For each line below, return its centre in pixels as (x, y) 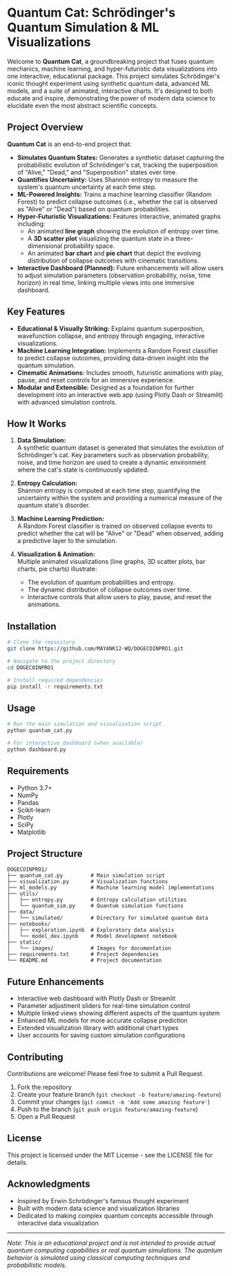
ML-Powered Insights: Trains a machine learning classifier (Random (114, 194)
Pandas (28, 802)
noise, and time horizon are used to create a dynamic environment (112, 463)
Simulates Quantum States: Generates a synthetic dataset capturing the (120, 157)
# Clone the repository (41, 642)
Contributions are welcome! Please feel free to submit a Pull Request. (106, 1074)
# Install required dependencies (55, 680)
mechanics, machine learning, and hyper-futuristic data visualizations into (112, 69)
